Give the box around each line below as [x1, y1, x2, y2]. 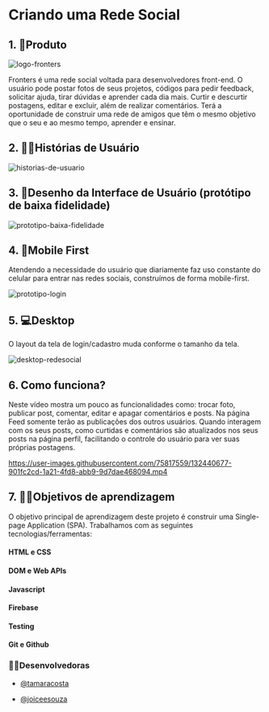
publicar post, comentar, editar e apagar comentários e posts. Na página [8, 408, 250, 418]
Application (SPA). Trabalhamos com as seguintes [27, 520, 194, 530]
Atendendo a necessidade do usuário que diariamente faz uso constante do [8, 265, 261, 275]
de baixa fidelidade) [8, 199, 111, 213]
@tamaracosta [19, 678, 69, 688]
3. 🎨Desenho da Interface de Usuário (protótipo [8, 186, 252, 200]
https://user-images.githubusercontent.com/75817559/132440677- [8, 458, 232, 468]
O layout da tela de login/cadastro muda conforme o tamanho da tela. [8, 339, 240, 349]
